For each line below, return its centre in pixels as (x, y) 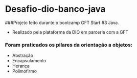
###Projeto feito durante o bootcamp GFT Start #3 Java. (62, 23)
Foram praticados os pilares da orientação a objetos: (69, 45)
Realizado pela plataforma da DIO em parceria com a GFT (70, 32)
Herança (21, 66)
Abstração (23, 55)
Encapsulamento (29, 61)
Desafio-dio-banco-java (56, 9)
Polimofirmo (24, 71)
